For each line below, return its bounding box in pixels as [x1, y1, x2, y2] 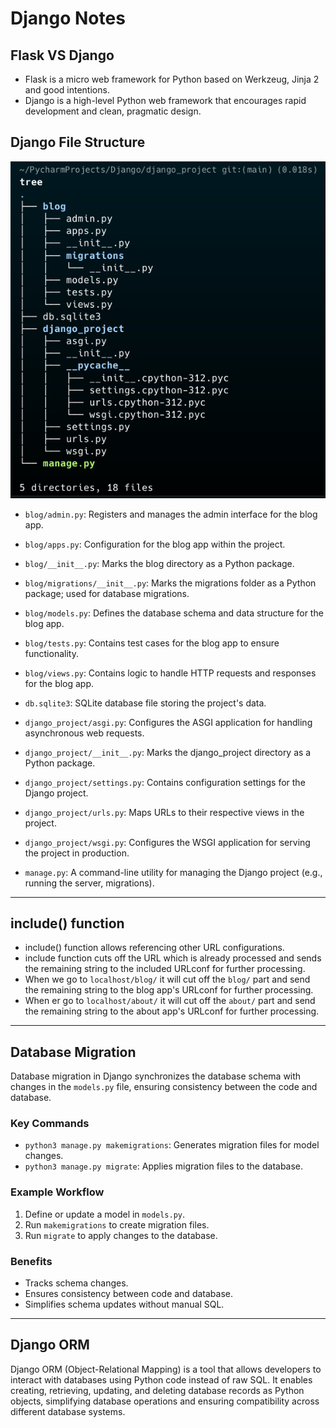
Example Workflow [10, 1185, 105, 1199]
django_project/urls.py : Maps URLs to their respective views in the [24, 806, 305, 818]
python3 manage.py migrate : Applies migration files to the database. [24, 1160, 304, 1172]
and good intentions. [24, 84, 110, 96]
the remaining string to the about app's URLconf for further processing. [24, 1005, 320, 1017]
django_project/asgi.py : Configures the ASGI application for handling [24, 716, 313, 728]
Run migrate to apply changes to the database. [24, 1229, 218, 1241]
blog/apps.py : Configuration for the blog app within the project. [24, 538, 286, 550]
